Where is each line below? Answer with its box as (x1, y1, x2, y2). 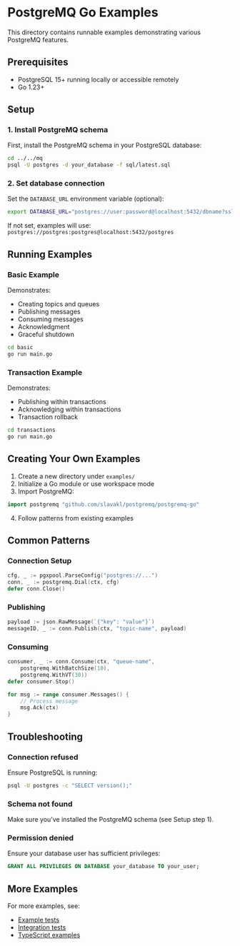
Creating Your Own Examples (7, 453, 141, 465)
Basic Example (7, 269, 59, 279)
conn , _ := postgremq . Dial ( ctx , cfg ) (7, 579, 120, 586)
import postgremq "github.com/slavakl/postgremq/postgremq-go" (7, 500, 200, 508)
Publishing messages (17, 308, 81, 316)
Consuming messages (17, 315, 84, 323)
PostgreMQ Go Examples (7, 4, 159, 21)
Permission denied (7, 832, 74, 842)
